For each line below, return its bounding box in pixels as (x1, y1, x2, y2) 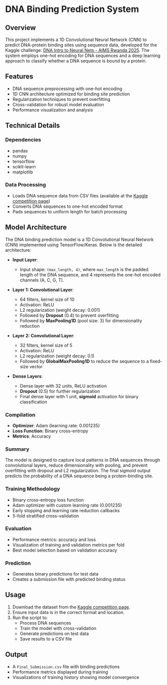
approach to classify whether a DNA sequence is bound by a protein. (5, 58, 147, 63)
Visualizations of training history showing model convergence (12, 674, 140, 680)
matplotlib (12, 169, 33, 175)
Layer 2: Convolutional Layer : (12, 332, 75, 338)
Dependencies (5, 136, 41, 143)
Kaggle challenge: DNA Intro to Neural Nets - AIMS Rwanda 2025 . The (5, 47, 150, 53)
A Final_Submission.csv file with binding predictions (12, 664, 120, 670)
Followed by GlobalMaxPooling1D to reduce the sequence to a (19, 358, 149, 364)
